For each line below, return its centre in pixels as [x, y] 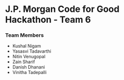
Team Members [24, 35]
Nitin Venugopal [29, 57]
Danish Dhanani [29, 67]
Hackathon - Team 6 [48, 20]
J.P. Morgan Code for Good [62, 9]
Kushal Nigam [27, 46]
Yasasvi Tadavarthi [32, 51]
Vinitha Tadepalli [29, 73]
